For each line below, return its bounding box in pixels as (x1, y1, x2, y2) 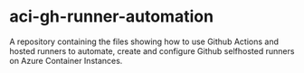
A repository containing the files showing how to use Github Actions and (9, 36, 279, 47)
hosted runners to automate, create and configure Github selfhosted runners (9, 45, 295, 56)
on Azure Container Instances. (9, 55, 123, 66)
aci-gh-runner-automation (9, 6, 214, 27)
